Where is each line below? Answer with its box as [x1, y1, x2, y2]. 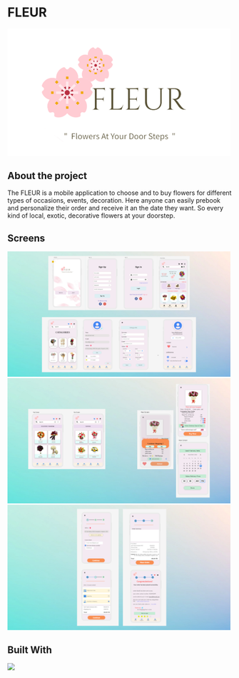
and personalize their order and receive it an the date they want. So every [7, 204, 223, 213]
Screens [7, 232, 45, 244]
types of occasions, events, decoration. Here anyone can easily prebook [7, 196, 221, 205]
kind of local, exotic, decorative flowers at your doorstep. [7, 211, 176, 220]
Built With [7, 644, 52, 656]
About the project [7, 170, 88, 182]
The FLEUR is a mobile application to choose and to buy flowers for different [7, 188, 232, 197]
